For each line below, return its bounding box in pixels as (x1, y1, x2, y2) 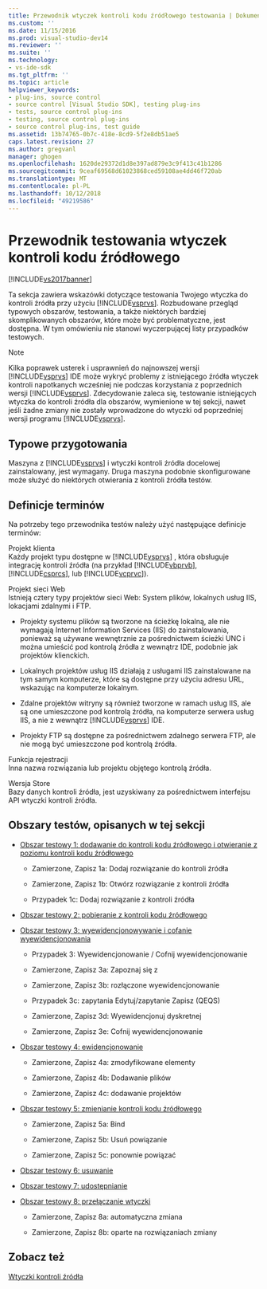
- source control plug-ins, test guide (8, 123, 141, 131)
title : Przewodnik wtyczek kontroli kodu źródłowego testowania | (8, 11, 233, 20)
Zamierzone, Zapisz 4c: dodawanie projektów (31, 1088, 182, 1098)
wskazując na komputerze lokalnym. (19, 683, 139, 693)
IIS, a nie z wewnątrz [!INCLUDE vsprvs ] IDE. (19, 715, 165, 725)
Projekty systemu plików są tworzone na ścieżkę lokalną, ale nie (19, 617, 230, 627)
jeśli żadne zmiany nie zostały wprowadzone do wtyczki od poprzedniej (8, 406, 244, 415)
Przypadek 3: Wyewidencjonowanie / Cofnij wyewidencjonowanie (31, 949, 248, 959)
